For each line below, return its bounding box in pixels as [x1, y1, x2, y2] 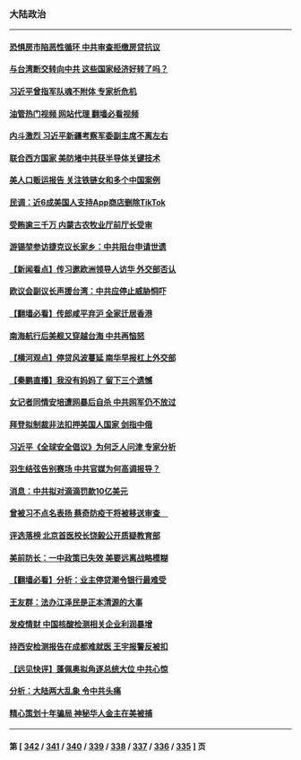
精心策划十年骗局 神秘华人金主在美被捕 [9, 707, 153, 719]
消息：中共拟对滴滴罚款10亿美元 [9, 485, 128, 496]
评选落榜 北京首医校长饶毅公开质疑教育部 [9, 529, 161, 540]
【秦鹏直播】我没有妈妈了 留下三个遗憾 [9, 374, 153, 385]
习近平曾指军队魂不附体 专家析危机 [9, 86, 137, 97]
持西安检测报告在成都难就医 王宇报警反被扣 [9, 641, 168, 651]
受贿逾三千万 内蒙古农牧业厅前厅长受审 [9, 219, 153, 230]
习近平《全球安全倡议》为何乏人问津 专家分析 [9, 441, 176, 452]
